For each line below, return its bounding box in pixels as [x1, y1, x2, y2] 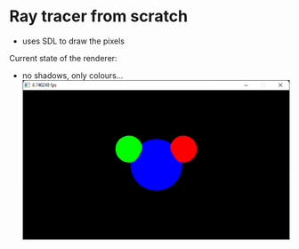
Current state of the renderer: [9, 52, 117, 63]
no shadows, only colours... [21, 69, 124, 81]
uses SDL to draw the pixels [21, 36, 125, 46]
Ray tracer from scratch [9, 6, 189, 27]
